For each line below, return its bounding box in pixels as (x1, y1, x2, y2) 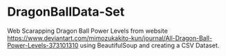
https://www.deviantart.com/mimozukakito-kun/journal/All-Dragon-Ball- (7, 33, 213, 42)
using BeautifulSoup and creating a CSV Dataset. (79, 41, 220, 49)
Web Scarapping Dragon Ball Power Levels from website (7, 27, 168, 35)
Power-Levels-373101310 (7, 41, 79, 49)
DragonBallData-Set (7, 4, 125, 20)
